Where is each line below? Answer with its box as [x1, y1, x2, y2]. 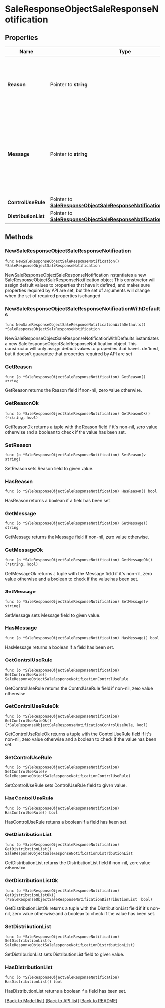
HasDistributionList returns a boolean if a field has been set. [5, 988, 127, 994]
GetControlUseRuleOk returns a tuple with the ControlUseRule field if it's [5, 731, 152, 737]
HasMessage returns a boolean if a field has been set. [5, 644, 114, 650]
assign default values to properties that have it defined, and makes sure [5, 282, 150, 288]
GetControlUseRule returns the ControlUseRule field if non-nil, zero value [5, 685, 153, 691]
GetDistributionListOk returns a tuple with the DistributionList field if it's [5, 905, 149, 911]
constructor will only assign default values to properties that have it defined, [5, 346, 159, 351]
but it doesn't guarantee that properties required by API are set [5, 351, 133, 357]
